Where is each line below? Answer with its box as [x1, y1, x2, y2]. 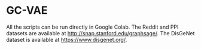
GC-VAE [6, 4, 48, 17]
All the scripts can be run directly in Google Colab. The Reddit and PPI [6, 23, 179, 30]
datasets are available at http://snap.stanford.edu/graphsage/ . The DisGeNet [6, 29, 195, 36]
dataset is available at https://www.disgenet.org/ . [6, 36, 127, 43]
